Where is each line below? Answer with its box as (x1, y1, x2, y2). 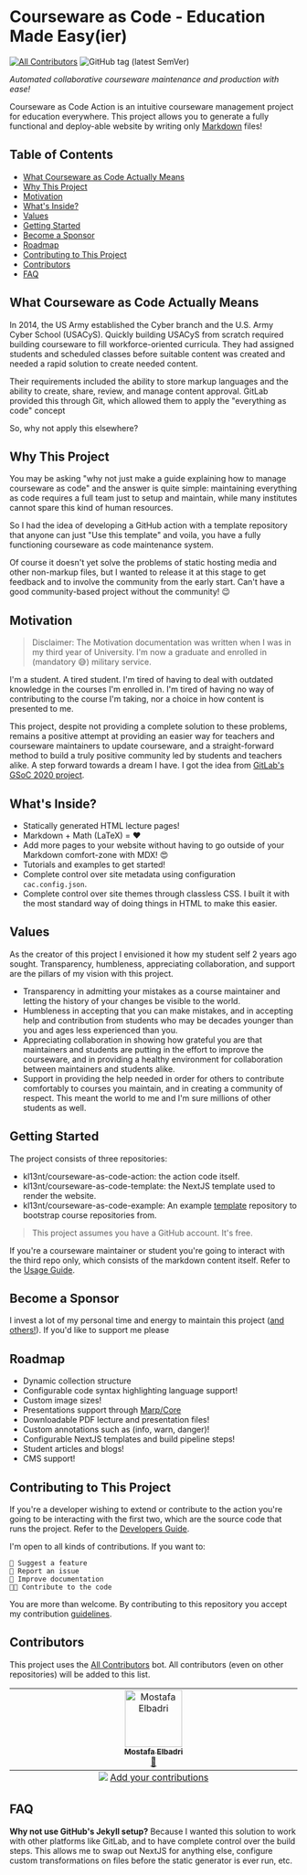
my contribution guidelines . (9, 1608, 112, 1619)
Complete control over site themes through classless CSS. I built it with (22, 888, 291, 899)
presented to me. (9, 704, 74, 715)
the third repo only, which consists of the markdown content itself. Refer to (9, 1255, 291, 1266)
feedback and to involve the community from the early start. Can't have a (9, 577, 285, 588)
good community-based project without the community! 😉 (9, 587, 231, 598)
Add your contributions (109, 1771, 209, 1784)
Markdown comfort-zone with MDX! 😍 (22, 850, 169, 860)
